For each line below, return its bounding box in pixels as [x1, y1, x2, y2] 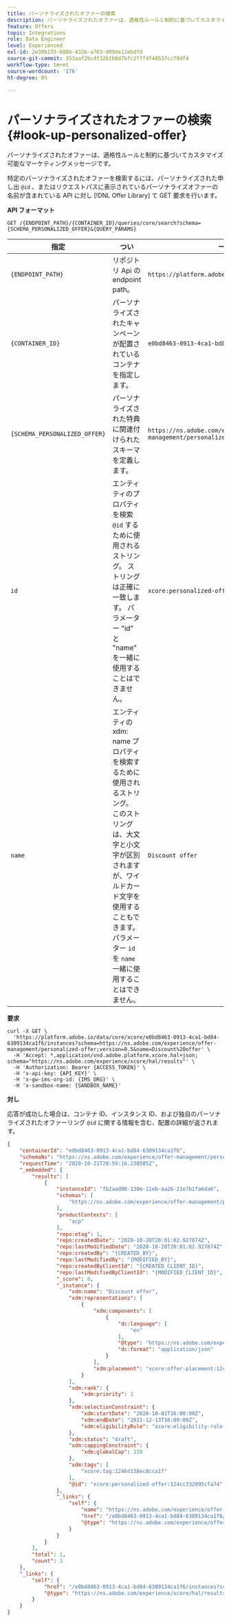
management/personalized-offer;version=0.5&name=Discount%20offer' [7, 1046, 205, 1053]
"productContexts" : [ [56, 1211, 118, 1218]
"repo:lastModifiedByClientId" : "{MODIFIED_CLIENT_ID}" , [56, 1269, 223, 1276]
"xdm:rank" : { [68, 1384, 109, 1392]
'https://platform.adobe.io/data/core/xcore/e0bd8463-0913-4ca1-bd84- [13, 1034, 220, 1041]
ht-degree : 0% [7, 74, 48, 81]
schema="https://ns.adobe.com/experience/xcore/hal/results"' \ [7, 1058, 195, 1065]
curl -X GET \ [7, 1028, 48, 1035]
